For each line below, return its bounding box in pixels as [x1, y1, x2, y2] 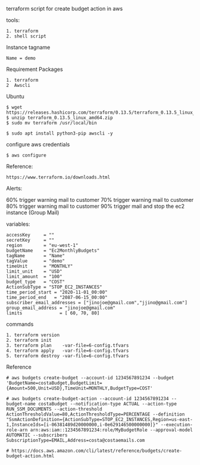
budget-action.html [6, 453, 55, 459]
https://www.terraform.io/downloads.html [6, 174, 111, 180]
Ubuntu [6, 93, 25, 100]
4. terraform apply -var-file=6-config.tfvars [6, 348, 129, 354]
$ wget [6, 104, 23, 110]
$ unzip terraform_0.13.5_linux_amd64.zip [6, 115, 113, 121]
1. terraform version [6, 332, 60, 338]
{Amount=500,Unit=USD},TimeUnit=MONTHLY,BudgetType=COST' [6, 385, 153, 391]
